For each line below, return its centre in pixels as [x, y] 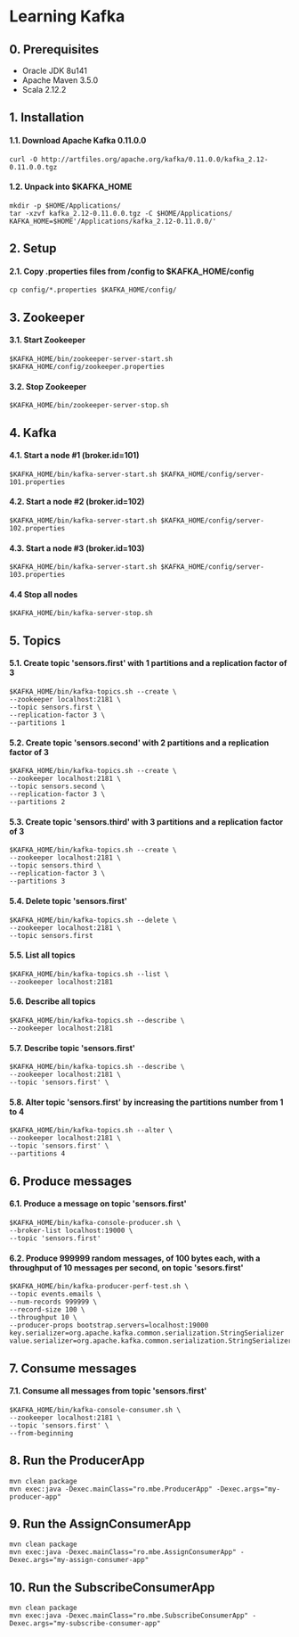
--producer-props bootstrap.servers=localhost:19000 [109, 1326]
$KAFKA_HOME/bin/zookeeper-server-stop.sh [89, 406]
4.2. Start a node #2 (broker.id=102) [77, 502]
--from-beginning [41, 1433]
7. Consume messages [73, 1368]
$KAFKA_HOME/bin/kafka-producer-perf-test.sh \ [99, 1287]
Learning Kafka [67, 16]
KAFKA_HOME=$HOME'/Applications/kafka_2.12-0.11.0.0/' [113, 221]
